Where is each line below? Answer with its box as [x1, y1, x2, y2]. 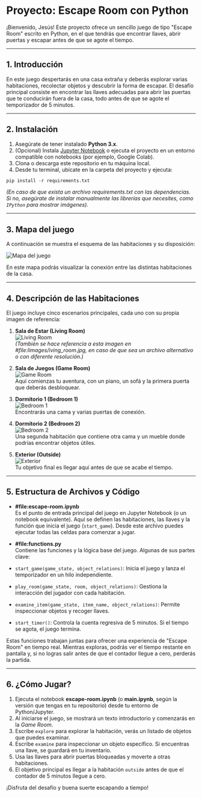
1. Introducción [6, 60, 63, 70]
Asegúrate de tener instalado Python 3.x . [14, 140, 118, 148]
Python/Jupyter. [14, 708, 55, 715]
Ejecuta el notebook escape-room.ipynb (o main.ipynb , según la [14, 695, 177, 702]
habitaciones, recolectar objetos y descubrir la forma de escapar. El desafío [6, 82, 194, 89]
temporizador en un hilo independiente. [14, 571, 113, 578]
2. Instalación [6, 124, 58, 134]
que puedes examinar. [14, 734, 70, 741]
